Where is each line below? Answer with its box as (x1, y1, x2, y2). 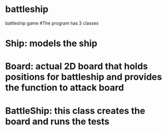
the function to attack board (5, 82, 124, 93)
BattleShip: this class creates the (5, 105, 145, 116)
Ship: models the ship (5, 38, 98, 49)
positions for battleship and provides (5, 71, 162, 83)
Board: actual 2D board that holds (5, 61, 148, 72)
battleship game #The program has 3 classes (5, 20, 99, 26)
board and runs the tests (5, 115, 110, 127)
